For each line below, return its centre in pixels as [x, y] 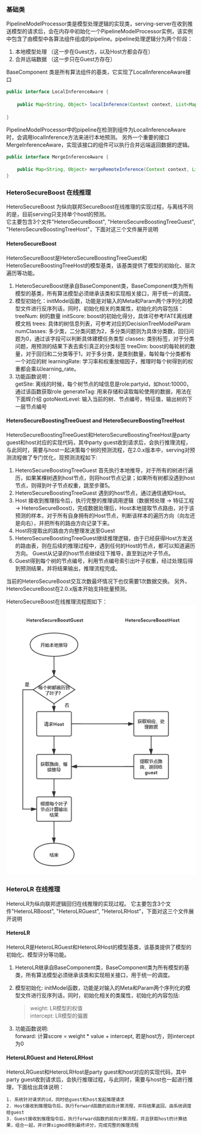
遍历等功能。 [22, 273]
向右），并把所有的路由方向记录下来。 [66, 523]
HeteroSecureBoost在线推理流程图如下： [57, 601]
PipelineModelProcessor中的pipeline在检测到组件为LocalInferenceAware [96, 129]
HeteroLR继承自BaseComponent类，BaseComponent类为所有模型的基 [102, 967]
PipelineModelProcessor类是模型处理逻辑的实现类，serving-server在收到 [97, 24]
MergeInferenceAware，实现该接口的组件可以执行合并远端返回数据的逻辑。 [99, 145]
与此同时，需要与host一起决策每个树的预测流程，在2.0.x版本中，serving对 [98, 450]
